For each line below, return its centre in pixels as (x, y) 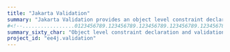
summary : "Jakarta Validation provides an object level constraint (105, 20)
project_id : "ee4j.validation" (52, 38)
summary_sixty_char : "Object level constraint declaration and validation (116, 32)
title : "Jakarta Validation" (49, 13)
